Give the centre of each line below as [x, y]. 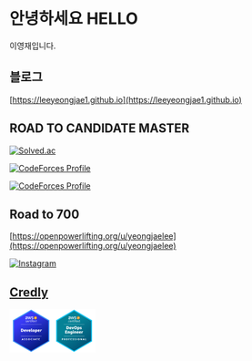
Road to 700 [45, 214]
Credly [29, 292]
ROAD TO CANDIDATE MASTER [100, 129]
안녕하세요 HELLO [74, 19]
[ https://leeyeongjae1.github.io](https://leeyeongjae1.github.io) [126, 99]
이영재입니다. [33, 46]
